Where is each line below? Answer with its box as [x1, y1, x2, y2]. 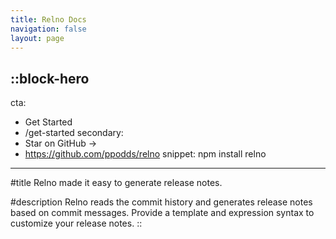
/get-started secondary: [24, 127, 124, 139]
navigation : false [10, 24, 87, 34]
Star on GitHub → [24, 137, 98, 150]
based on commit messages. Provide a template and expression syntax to [10, 207, 315, 219]
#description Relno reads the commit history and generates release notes [10, 196, 313, 208]
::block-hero [10, 70, 90, 87]
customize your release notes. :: [10, 217, 143, 230]
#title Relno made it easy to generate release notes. [10, 177, 223, 189]
